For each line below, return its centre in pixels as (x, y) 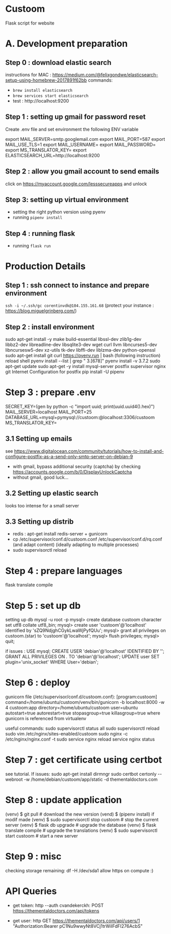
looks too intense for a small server (42, 505)
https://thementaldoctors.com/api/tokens (56, 911)
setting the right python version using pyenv (59, 212)
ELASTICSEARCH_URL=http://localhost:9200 (53, 155)
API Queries (31, 891)
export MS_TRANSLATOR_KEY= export (46, 150)
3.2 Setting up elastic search (52, 493)
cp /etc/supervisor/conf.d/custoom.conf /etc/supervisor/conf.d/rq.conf (87, 539)
